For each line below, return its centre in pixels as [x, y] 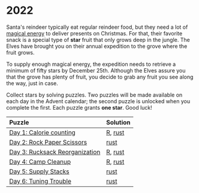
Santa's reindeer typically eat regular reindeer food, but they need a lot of [97, 27]
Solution [118, 122]
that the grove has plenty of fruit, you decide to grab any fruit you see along [100, 77]
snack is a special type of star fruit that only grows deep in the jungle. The [98, 40]
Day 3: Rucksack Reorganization [55, 152]
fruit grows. [20, 52]
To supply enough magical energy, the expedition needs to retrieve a [91, 64]
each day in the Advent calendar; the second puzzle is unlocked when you [98, 101]
